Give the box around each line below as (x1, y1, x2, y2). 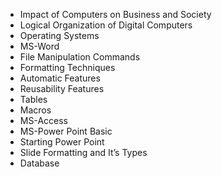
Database (19, 157, 60, 169)
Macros (19, 104, 52, 116)
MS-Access (19, 115, 68, 126)
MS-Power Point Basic (19, 125, 113, 137)
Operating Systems (19, 30, 100, 41)
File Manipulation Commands (19, 51, 141, 63)
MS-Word (19, 40, 60, 52)
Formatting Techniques (19, 62, 116, 73)
